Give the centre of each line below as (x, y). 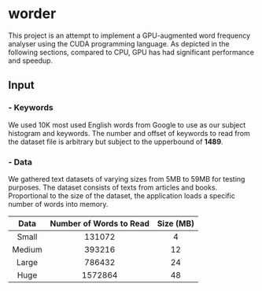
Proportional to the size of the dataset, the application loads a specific (122, 195)
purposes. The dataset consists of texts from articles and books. (113, 187)
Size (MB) (176, 223)
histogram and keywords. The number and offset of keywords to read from (129, 133)
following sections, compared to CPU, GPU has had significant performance (131, 52)
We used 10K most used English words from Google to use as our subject (127, 125)
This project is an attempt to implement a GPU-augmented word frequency (129, 35)
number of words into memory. (58, 204)
